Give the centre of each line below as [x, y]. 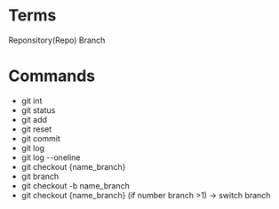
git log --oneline [51, 157]
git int [32, 100]
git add [34, 119]
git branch [40, 176]
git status [38, 110]
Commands [52, 76]
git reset [36, 129]
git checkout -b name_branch [75, 185]
